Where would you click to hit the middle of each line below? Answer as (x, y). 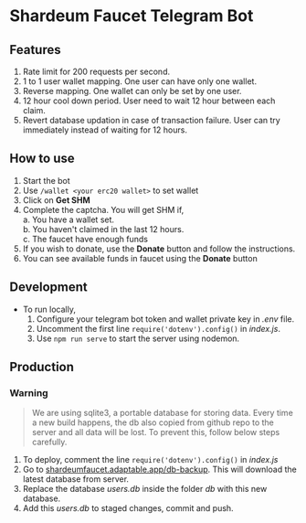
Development (49, 288)
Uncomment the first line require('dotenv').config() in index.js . (158, 328)
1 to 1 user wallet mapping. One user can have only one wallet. (140, 81)
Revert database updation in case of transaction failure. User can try (151, 120)
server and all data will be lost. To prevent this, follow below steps (156, 432)
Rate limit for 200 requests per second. (96, 71)
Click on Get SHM (56, 200)
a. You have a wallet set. (69, 219)
